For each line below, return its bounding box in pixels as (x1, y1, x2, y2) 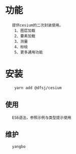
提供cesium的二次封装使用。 (12, 22, 63, 28)
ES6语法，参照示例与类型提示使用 (12, 115, 71, 120)
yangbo (12, 144, 26, 149)
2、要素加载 (14, 34, 36, 39)
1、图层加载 (14, 28, 36, 33)
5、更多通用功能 (14, 49, 43, 55)
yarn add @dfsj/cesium (14, 85, 62, 90)
